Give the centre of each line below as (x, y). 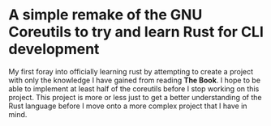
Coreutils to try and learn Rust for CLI (136, 32)
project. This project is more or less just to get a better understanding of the (135, 97)
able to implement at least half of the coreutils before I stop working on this (134, 88)
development (54, 49)
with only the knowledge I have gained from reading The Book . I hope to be (135, 80)
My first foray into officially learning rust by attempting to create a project (131, 71)
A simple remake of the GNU (105, 15)
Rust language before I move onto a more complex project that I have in (128, 106)
